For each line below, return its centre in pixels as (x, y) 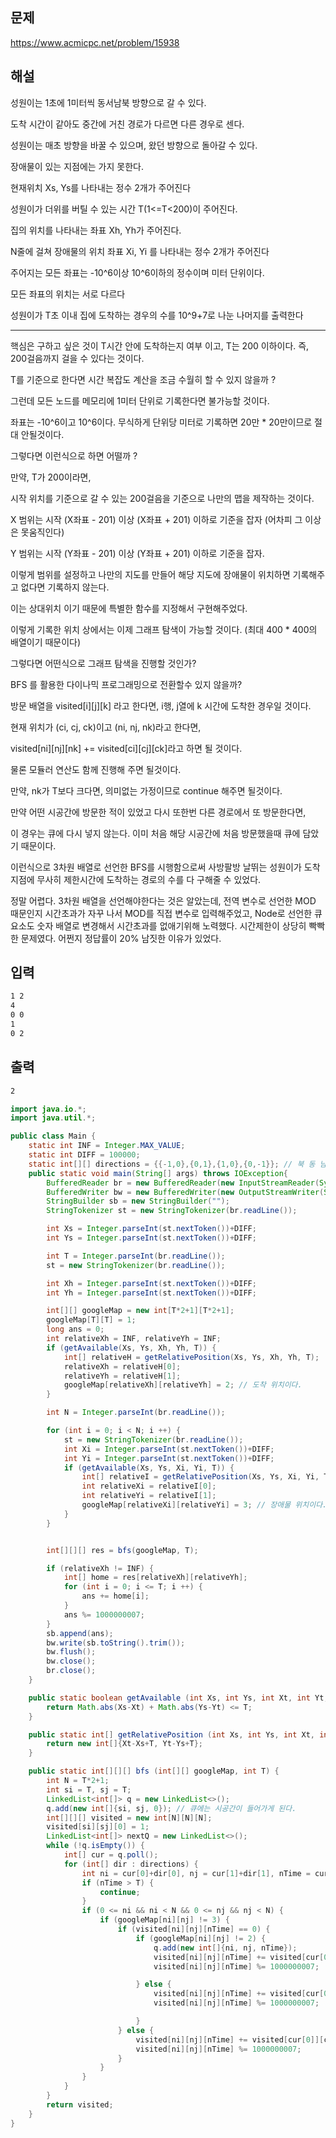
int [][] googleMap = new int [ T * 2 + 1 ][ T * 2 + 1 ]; (140, 1311)
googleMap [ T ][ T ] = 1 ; (91, 1320)
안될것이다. (42, 434)
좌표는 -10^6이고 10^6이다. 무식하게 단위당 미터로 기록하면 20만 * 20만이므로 (161, 422)
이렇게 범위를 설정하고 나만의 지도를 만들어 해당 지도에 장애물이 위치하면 (150, 574)
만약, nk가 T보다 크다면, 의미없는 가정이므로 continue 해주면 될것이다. (146, 790)
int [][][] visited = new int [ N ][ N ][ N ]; (129, 1818)
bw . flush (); (71, 1652)
